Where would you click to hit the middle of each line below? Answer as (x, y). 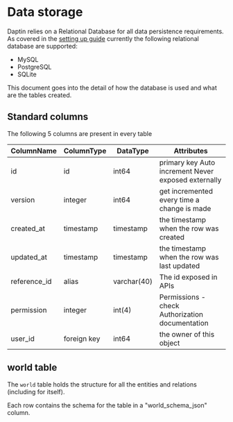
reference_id (31, 281)
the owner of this (187, 334)
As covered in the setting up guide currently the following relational (103, 38)
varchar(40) (133, 281)
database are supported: (42, 46)
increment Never (186, 171)
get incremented (186, 191)
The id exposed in (188, 277)
